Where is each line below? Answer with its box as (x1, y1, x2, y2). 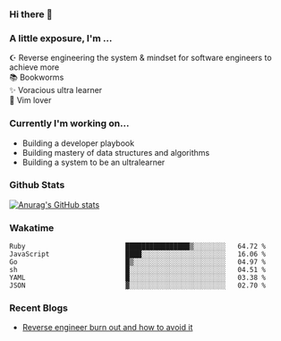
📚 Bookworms (9, 72, 64, 83)
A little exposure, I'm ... (9, 31, 113, 44)
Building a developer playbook (21, 138, 135, 149)
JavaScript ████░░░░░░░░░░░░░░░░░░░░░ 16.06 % (9, 250, 267, 259)
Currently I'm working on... (9, 117, 130, 130)
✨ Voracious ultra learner (9, 85, 103, 96)
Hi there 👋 (9, 8, 54, 21)
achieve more (9, 62, 60, 72)
